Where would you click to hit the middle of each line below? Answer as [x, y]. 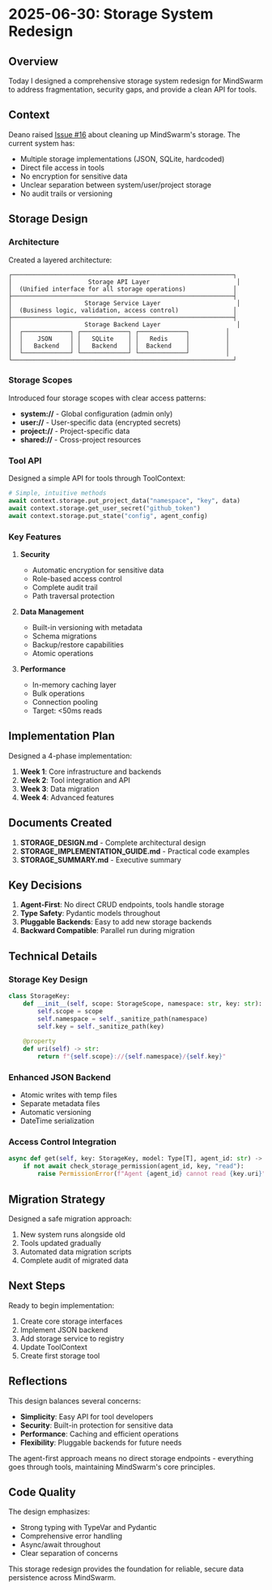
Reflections [38, 1381]
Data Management [52, 611]
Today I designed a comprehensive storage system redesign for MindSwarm [136, 81]
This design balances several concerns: [75, 1401]
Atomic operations [63, 653]
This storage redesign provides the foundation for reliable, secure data [126, 1569]
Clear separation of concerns [69, 1553]
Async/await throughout [60, 1545]
